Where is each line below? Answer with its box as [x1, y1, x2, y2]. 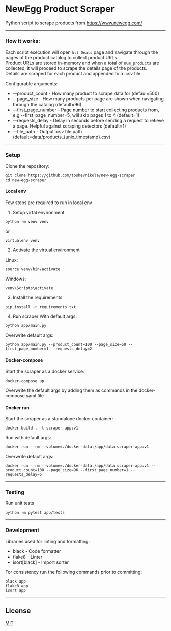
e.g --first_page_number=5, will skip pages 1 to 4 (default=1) [12, 112, 140, 118]
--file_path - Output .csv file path [12, 129, 82, 135]
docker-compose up [5, 378, 44, 383]
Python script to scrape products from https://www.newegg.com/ [5, 20, 142, 26]
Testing [5, 489, 24, 496]
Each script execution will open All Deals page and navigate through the [5, 49, 158, 55]
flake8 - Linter [12, 553, 43, 560]
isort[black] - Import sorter [12, 559, 69, 565]
